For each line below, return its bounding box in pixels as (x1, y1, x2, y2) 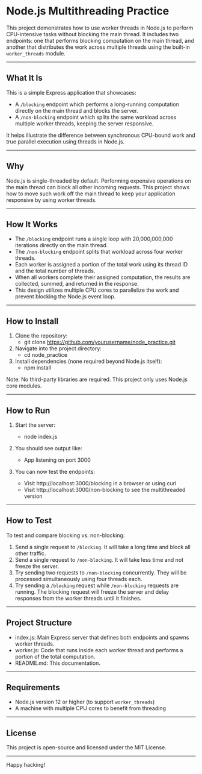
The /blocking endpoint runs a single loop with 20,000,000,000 (14, 235, 173, 242)
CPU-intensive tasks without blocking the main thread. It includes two (6, 30, 179, 37)
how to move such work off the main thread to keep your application (6, 190, 176, 197)
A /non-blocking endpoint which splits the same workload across (14, 113, 177, 121)
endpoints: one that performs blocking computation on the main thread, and (6, 37, 194, 44)
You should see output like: (14, 445, 82, 451)
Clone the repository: (14, 332, 68, 339)
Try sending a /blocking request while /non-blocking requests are (14, 582, 179, 589)
